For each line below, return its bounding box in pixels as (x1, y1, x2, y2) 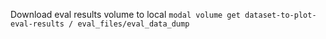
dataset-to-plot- (244, 10, 317, 20)
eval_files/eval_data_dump (77, 19, 190, 29)
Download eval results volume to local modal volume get (10, 9, 241, 20)
